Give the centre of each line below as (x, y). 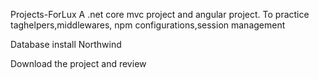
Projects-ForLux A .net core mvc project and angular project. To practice (160, 14)
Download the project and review (78, 63)
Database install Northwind (66, 44)
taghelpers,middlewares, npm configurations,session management (148, 25)
